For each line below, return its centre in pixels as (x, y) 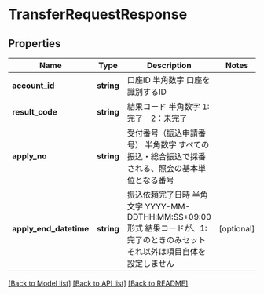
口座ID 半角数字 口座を (169, 80)
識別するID (147, 92)
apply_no (29, 156)
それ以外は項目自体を (167, 251)
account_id (33, 86)
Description (169, 66)
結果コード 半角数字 (163, 106)
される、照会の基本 (163, 168)
